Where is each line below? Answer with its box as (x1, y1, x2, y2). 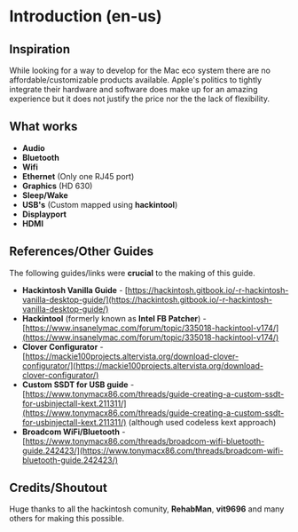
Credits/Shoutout (9, 480, 108, 496)
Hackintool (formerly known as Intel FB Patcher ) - (21, 313, 207, 323)
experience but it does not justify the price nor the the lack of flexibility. (9, 93, 271, 104)
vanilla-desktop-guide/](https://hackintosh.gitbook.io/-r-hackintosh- (21, 294, 273, 305)
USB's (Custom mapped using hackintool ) (21, 199, 178, 210)
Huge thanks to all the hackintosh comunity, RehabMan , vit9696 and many (9, 504, 285, 514)
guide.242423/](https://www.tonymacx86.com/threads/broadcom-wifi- (21, 445, 284, 456)
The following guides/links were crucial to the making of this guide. (9, 267, 255, 278)
